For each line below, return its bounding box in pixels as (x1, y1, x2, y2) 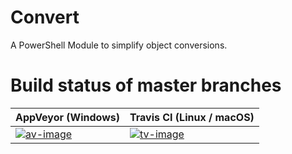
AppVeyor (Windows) (15, 110, 120, 124)
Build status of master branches (10, 74, 282, 97)
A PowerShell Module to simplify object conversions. (10, 39, 228, 51)
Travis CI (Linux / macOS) (129, 110, 255, 124)
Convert (10, 6, 80, 29)
